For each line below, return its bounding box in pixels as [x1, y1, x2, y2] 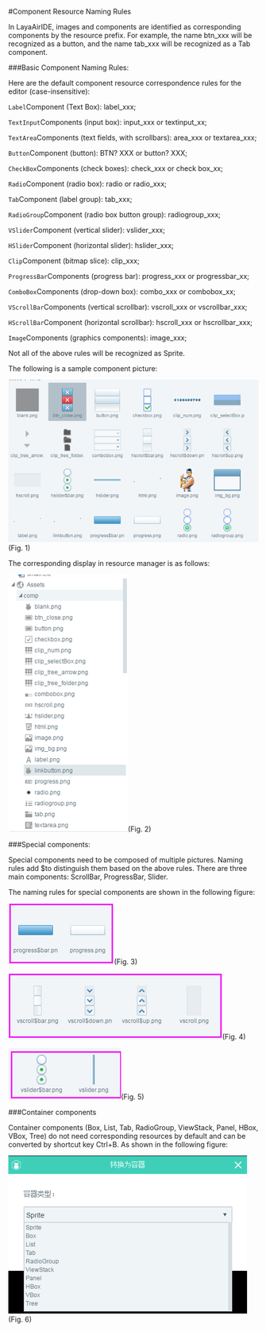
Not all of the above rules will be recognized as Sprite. [8, 349, 185, 358]
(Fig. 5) [121, 1092, 145, 1102]
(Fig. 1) [8, 543, 31, 552]
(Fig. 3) [114, 957, 138, 966]
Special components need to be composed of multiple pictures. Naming [8, 854, 244, 865]
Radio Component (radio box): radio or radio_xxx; [8, 179, 167, 188]
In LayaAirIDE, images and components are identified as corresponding [8, 22, 241, 31]
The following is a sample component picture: [8, 364, 158, 373]
